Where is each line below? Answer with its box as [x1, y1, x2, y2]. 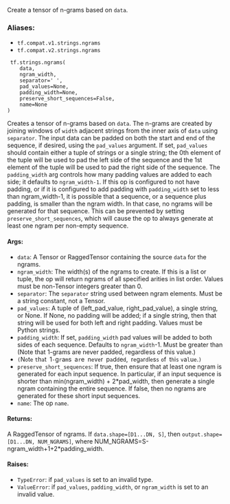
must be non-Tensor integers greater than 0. [16, 282, 143, 290]
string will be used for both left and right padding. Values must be [16, 318, 203, 327]
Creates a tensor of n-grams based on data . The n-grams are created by [7, 120, 213, 128]
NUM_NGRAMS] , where [37, 437, 93, 446]
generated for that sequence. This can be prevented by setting [7, 207, 185, 215]
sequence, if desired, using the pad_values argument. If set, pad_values [7, 141, 208, 150]
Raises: [7, 460, 29, 468]
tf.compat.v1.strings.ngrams [16, 40, 101, 47]
